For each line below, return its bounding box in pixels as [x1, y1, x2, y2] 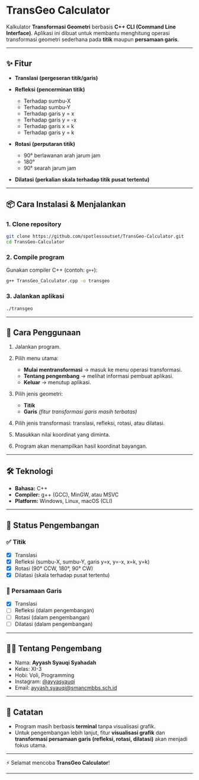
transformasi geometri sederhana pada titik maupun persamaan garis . [6, 36, 179, 43]
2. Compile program [6, 253, 65, 262]
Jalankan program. [14, 343, 61, 351]
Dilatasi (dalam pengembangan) [14, 620, 93, 628]
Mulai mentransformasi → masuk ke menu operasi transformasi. [23, 366, 182, 374]
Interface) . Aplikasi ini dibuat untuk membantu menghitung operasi [6, 29, 170, 36]
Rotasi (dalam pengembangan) [14, 613, 90, 620]
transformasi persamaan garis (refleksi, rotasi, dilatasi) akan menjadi [14, 736, 188, 743]
